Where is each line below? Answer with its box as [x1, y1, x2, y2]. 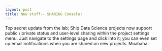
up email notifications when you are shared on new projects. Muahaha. [5, 40, 149, 46]
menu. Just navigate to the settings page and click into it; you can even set [5, 35, 157, 41]
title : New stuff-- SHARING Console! [5, 12, 83, 17]
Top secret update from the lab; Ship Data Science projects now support [5, 25, 152, 31]
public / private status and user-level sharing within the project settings [5, 30, 150, 36]
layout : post [5, 7, 32, 12]
